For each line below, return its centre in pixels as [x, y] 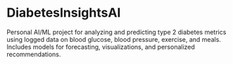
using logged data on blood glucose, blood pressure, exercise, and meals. [114, 39]
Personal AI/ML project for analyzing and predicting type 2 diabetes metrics [116, 32]
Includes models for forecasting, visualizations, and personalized [101, 47]
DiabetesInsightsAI [64, 13]
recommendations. [34, 54]
